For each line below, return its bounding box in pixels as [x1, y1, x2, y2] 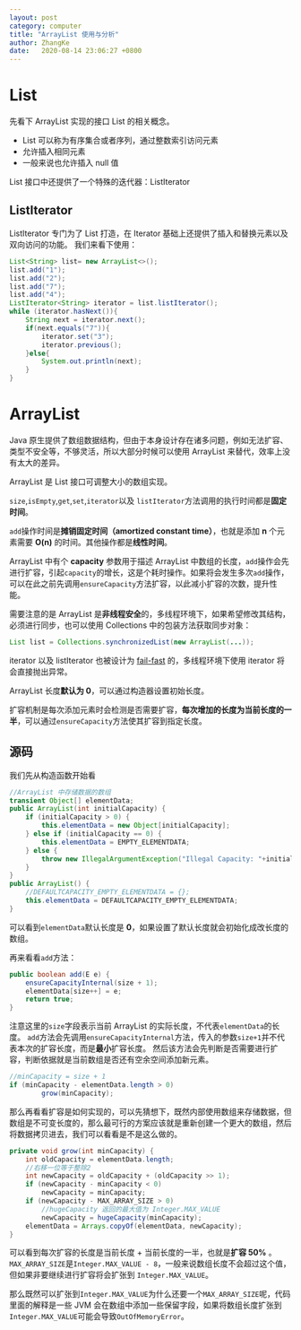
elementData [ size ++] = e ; [25, 987, 123, 995]
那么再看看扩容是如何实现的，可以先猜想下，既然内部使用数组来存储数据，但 [9, 1106, 292, 1117]
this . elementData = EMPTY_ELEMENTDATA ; [41, 838, 191, 847]
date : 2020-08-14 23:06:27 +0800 [9, 47, 142, 56]
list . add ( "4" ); [9, 291, 66, 300]
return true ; [25, 995, 74, 1004]
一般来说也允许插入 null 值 [21, 158, 119, 169]
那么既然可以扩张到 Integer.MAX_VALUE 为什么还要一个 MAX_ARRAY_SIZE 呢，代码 [9, 1289, 291, 1300]
